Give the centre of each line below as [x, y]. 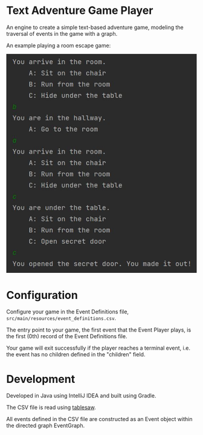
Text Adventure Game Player [80, 11]
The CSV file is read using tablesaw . [51, 407]
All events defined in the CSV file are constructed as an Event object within [99, 419]
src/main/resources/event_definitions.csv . [61, 318]
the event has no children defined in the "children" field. [76, 355]
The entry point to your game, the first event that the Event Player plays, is [99, 330]
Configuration [42, 295]
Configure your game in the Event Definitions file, [67, 312]
